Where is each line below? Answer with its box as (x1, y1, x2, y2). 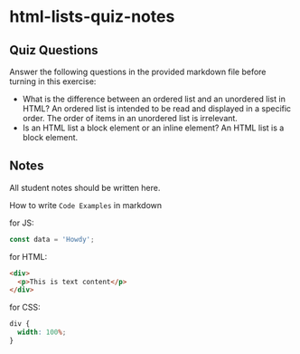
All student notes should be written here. (9, 182, 161, 193)
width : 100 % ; (17, 328, 67, 337)
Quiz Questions (9, 43, 98, 58)
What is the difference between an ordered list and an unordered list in (22, 93, 286, 104)
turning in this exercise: (9, 76, 97, 87)
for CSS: (9, 301, 41, 313)
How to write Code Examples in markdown (9, 199, 163, 210)
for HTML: (9, 251, 48, 262)
